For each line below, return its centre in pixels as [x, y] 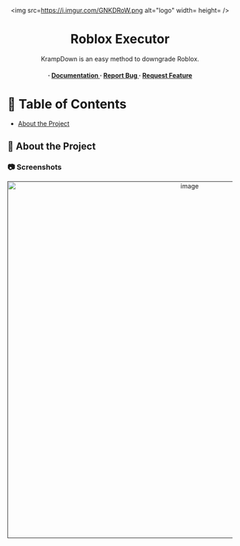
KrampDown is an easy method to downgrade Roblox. [120, 59]
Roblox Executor [120, 39]
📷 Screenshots [35, 167]
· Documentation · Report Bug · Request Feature [120, 75]
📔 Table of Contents [67, 104]
